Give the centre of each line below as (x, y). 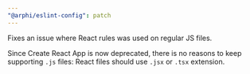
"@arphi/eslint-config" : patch (59, 15)
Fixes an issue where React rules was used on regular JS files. (110, 38)
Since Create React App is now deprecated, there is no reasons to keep (125, 53)
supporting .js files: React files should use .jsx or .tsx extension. (116, 61)
